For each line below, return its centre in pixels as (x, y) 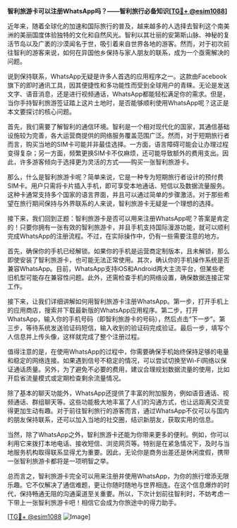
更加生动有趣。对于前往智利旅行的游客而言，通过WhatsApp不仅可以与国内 (121, 411)
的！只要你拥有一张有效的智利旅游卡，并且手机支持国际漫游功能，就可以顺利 (119, 227)
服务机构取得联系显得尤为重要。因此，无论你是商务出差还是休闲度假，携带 (121, 452)
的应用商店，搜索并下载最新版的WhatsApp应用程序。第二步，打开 (103, 310)
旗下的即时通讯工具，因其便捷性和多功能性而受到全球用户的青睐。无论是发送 (119, 85)
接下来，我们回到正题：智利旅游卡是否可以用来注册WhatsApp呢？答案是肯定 (118, 218)
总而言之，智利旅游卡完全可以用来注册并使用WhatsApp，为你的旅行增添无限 (118, 476)
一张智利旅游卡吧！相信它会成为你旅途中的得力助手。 (103, 503)
